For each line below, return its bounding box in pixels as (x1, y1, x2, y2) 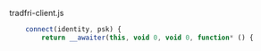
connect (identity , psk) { (25, 25, 122, 34)
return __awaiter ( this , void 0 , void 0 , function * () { (41, 33, 254, 42)
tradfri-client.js (9, 8, 64, 18)
